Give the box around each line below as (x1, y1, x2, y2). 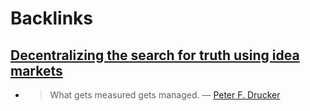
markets (10, 62, 63, 79)
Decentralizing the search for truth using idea (10, 47, 300, 64)
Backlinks (10, 7, 94, 30)
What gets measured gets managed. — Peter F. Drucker (49, 89, 281, 101)
